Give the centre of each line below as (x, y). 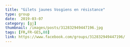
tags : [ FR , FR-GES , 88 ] (28, 32)
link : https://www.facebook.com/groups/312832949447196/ (65, 37)
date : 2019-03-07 (24, 19)
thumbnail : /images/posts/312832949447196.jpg (54, 28)
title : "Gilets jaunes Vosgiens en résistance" (55, 10)
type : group (17, 14)
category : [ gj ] (21, 23)
